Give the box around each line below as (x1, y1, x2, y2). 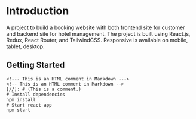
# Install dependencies (6, 91, 66, 98)
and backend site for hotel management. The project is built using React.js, (6, 30, 191, 37)
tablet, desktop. (6, 43, 45, 50)
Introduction (6, 4, 69, 18)
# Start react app (6, 102, 52, 108)
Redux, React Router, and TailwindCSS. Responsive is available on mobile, (6, 36, 188, 43)
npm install (6, 96, 36, 102)
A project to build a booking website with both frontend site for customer (6, 24, 185, 31)
